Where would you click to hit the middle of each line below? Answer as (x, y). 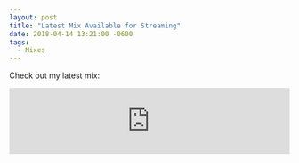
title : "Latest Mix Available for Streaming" (95, 26)
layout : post (33, 17)
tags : (19, 42)
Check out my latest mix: (55, 75)
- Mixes (32, 50)
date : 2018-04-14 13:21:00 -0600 (71, 34)
